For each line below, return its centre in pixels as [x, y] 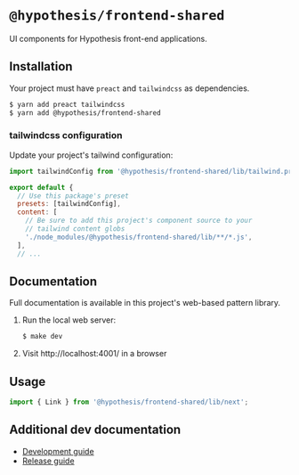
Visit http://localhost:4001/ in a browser [94, 354]
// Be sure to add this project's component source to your [139, 221]
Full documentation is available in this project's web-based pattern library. [145, 303]
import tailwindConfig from [61, 171]
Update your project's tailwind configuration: [91, 155]
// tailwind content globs [75, 229]
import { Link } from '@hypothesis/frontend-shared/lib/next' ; [129, 402]
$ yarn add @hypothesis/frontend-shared [85, 113]
